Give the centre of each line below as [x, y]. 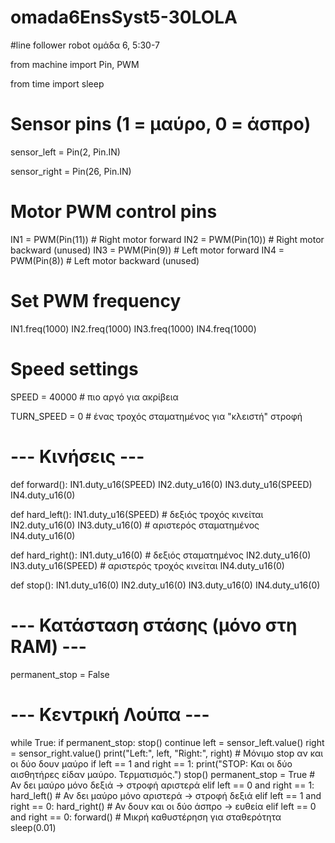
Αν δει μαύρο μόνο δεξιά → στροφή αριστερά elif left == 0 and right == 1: [162, 785]
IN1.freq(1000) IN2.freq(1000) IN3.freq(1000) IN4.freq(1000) [133, 328]
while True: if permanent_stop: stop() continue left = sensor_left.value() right [167, 742]
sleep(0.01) [33, 827]
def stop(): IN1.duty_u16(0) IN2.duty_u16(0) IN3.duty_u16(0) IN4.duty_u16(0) [165, 585]
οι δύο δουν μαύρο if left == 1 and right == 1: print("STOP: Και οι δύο [151, 763]
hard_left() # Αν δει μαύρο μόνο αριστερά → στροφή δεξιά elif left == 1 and [166, 795]
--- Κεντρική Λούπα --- [110, 714]
